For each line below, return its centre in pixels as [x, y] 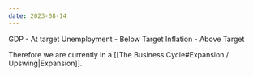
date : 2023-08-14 [38, 16]
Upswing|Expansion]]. [45, 63]
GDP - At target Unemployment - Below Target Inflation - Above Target [126, 39]
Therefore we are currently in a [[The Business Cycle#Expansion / [119, 54]
